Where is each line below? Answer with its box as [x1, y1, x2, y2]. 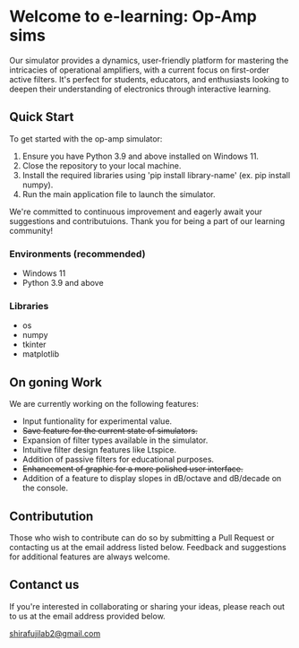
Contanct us [9, 577, 80, 592]
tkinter [21, 339, 47, 350]
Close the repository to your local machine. [21, 160, 182, 171]
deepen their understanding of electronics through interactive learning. [9, 83, 271, 94]
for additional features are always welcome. [9, 551, 171, 562]
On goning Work [9, 375, 103, 390]
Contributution [9, 508, 94, 523]
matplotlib [21, 349, 60, 359]
